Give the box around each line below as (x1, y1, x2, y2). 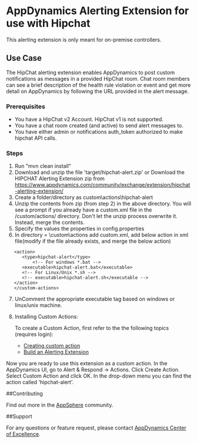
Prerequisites (6, 102, 45, 110)
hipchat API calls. (14, 134, 57, 142)
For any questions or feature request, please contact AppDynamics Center (6, 424, 186, 431)
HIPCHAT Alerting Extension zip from (14, 175, 105, 182)
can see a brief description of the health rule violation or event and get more (6, 81, 191, 88)
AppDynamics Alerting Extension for (6, 4, 189, 18)
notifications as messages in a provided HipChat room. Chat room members (6, 75, 190, 82)
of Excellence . (6, 431, 41, 438)
